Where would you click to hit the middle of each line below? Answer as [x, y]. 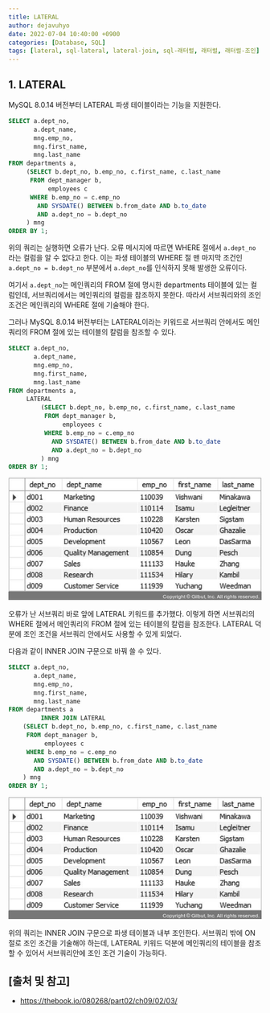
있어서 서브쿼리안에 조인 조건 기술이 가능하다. [96, 954]
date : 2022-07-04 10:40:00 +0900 [64, 34]
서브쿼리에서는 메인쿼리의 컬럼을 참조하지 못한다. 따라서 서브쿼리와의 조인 [147, 295]
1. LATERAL [37, 84]
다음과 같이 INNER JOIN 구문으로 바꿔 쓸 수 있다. [85, 651]
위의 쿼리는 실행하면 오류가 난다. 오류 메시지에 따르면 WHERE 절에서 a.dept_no [132, 248]
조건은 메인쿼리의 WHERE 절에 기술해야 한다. [79, 305]
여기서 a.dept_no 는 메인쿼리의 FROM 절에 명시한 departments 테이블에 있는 [129, 285]
